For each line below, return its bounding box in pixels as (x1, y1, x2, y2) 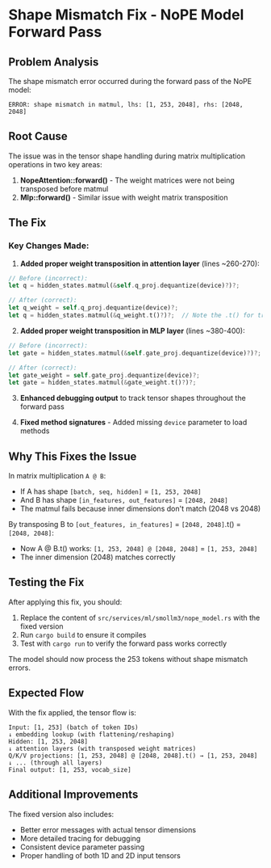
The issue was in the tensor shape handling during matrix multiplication (8, 151, 246, 161)
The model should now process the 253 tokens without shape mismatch (8, 654, 248, 664)
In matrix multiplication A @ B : (8, 471, 106, 481)
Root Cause (8, 129, 69, 143)
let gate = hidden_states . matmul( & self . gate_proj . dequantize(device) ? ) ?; (8, 349, 262, 357)
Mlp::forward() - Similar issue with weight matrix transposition (19, 192, 228, 202)
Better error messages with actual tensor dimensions (19, 824, 196, 834)
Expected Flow (8, 686, 85, 700)
